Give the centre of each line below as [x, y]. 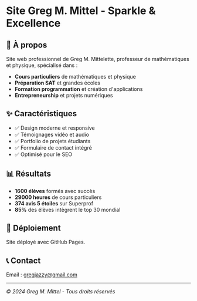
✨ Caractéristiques [42, 114]
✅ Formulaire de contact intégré [53, 147]
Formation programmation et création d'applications [79, 89]
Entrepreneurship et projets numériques [64, 95]
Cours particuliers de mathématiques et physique [75, 77]
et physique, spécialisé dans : [42, 65]
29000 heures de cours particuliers [58, 197]
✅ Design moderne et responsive [55, 128]
